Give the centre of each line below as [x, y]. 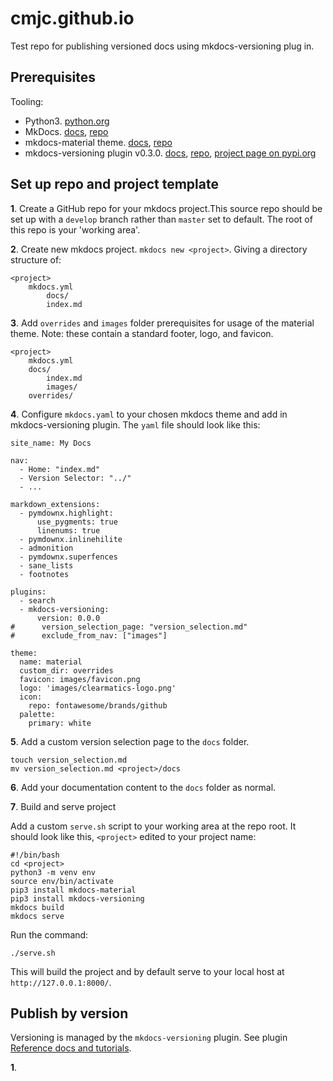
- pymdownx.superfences [68, 557]
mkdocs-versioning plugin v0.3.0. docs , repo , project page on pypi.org [170, 153]
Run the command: [49, 934]
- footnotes [44, 574]
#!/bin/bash [35, 855]
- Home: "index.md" [60, 469]
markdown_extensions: [55, 504]
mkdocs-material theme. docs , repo [98, 142]
